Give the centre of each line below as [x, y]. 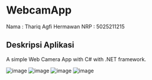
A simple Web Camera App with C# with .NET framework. [76, 59]
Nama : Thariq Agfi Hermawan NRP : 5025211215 [66, 26]
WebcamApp [39, 10]
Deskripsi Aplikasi [40, 45]
